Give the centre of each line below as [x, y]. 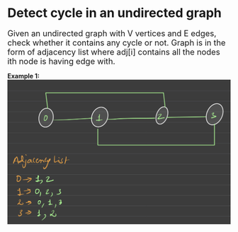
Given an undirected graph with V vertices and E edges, [112, 33]
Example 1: [24, 76]
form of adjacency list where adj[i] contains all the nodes [114, 52]
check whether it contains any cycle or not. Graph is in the [117, 42]
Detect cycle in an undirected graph [114, 13]
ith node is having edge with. [61, 61]
